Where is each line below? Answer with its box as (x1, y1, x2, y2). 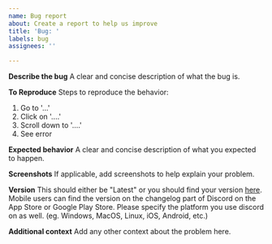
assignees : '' (8, 42, 57, 50)
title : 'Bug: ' (8, 27, 60, 35)
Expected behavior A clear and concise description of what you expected (8, 145, 257, 155)
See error (19, 129, 53, 139)
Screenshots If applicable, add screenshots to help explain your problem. (8, 169, 255, 179)
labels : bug (8, 34, 49, 43)
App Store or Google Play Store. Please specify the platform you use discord (8, 203, 265, 212)
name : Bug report (8, 11, 67, 20)
